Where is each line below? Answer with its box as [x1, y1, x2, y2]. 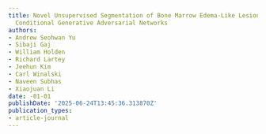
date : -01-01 [8, 92, 51, 100]
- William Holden [8, 48, 66, 56]
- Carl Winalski [8, 70, 62, 78]
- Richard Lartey [8, 56, 66, 64]
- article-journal [8, 114, 69, 122]
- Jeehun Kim [8, 63, 51, 71]
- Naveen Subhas [8, 77, 62, 85]
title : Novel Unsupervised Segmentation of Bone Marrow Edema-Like [8, 11, 236, 20]
